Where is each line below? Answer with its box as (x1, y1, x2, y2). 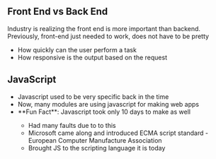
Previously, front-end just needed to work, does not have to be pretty (7, 32, 210, 40)
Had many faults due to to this (28, 121, 116, 129)
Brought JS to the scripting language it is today (28, 143, 166, 152)
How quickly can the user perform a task (17, 45, 137, 54)
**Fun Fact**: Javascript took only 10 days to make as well (17, 107, 191, 116)
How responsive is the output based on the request (17, 53, 168, 61)
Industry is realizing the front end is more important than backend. (7, 24, 200, 33)
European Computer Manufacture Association (28, 136, 162, 144)
